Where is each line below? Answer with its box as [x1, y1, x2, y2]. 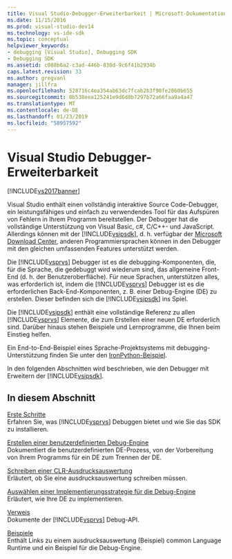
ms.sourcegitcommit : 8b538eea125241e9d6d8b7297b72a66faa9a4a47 [7, 94, 193, 101]
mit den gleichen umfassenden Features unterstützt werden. [7, 245, 180, 253]
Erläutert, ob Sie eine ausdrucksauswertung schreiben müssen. [7, 474, 188, 482]
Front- [201, 265, 220, 274]
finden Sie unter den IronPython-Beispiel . [49, 351, 167, 360]
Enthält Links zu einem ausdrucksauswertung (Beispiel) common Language [7, 536, 222, 544]
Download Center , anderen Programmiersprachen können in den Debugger [7, 237, 221, 246]
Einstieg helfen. [7, 330, 52, 339]
